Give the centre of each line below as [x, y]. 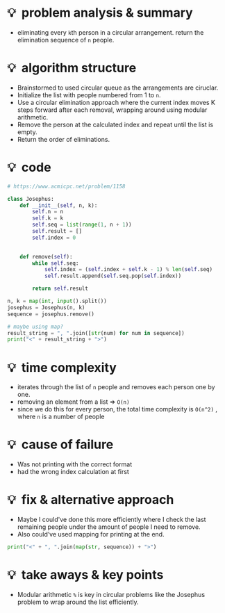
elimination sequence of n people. [66, 40]
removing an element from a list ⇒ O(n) [73, 402]
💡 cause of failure [60, 444]
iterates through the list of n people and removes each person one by [116, 387]
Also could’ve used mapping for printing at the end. [91, 534]
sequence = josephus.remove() [51, 314]
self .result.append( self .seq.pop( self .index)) [113, 276]
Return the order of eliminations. [63, 139]
